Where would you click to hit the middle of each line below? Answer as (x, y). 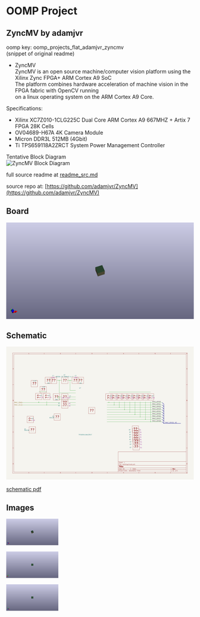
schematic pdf (24, 489)
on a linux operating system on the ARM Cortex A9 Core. (84, 97)
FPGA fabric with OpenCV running (57, 90)
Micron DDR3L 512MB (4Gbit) (51, 139)
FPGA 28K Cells (34, 126)
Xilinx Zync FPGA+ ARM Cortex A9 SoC (63, 78)
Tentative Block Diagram (36, 157)
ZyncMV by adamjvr (45, 33)
